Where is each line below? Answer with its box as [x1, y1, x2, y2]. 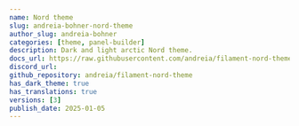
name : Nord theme [9, 12, 74, 22]
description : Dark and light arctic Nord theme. [9, 46, 193, 55]
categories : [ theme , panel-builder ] [9, 37, 145, 47]
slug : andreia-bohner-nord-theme [9, 21, 133, 30]
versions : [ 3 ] [9, 95, 62, 105]
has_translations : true [9, 87, 98, 96]
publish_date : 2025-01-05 [9, 104, 105, 113]
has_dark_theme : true [9, 79, 90, 88]
